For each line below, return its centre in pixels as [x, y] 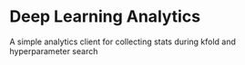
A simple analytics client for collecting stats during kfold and [123, 42]
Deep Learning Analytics [105, 17]
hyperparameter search [54, 51]
